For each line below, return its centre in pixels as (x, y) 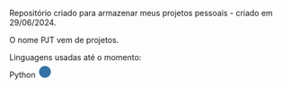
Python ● (31, 72)
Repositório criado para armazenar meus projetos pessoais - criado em (141, 13)
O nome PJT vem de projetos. (64, 40)
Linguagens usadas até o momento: (75, 57)
